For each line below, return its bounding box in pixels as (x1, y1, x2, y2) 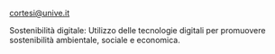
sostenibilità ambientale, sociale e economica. (9, 35, 180, 45)
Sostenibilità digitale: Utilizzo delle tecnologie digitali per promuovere (9, 25, 266, 35)
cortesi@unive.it (9, 8, 70, 18)
